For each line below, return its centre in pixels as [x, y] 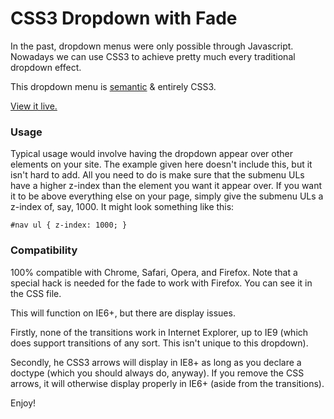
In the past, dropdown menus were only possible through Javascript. [152, 46]
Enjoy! [23, 403]
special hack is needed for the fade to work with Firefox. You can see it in [161, 283]
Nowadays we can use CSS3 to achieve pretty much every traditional [153, 56]
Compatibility [44, 250]
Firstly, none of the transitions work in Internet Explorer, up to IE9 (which [159, 332]
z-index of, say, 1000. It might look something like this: [122, 207]
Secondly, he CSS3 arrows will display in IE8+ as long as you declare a [156, 362]
